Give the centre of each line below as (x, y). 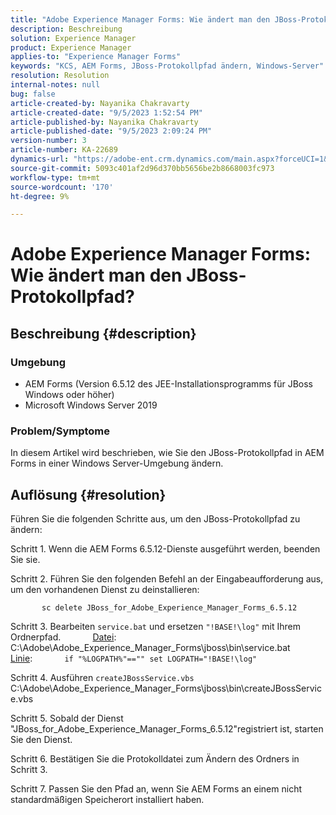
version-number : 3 (48, 141)
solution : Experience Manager (73, 38)
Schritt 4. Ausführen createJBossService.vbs (102, 678)
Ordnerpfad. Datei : (63, 637)
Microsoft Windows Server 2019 (91, 405)
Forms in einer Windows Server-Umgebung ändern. (117, 463)
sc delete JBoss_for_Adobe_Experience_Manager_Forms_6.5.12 (169, 608)
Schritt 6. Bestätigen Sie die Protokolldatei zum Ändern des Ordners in (155, 759)
